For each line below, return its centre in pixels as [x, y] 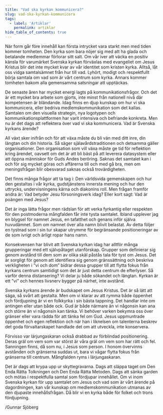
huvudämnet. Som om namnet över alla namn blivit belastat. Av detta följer [80, 225]
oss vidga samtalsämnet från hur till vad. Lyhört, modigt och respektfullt [77, 72]
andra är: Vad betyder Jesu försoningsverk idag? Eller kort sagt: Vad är [76, 194]
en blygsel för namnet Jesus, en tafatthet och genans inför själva [70, 219]
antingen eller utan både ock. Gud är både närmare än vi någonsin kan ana [80, 306]
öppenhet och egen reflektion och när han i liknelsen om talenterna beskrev [81, 322]
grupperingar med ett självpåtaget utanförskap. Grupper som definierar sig [80, 250]
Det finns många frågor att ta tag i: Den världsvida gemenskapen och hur [79, 179]
